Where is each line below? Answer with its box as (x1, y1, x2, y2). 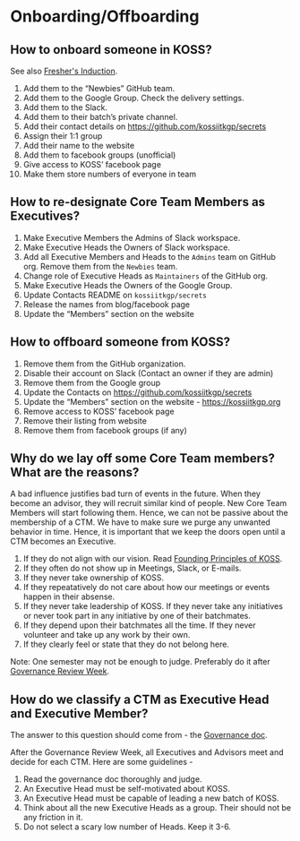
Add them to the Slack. (22, 102, 108, 113)
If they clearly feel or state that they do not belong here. (22, 639, 229, 650)
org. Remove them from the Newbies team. (22, 261, 178, 271)
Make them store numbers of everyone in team (22, 168, 196, 179)
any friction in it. (22, 812, 83, 823)
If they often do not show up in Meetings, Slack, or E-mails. (22, 562, 242, 574)
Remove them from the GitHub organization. (22, 358, 186, 369)
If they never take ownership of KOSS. (22, 572, 165, 583)
